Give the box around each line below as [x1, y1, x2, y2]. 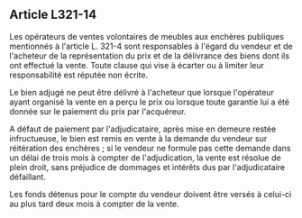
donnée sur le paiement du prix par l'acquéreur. [9, 105, 187, 116]
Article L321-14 [9, 7, 97, 23]
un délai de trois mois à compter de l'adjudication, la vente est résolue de [9, 152, 281, 163]
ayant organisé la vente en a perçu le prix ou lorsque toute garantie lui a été [9, 96, 290, 107]
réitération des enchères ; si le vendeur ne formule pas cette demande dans [9, 142, 291, 153]
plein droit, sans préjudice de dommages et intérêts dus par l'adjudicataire [9, 161, 286, 172]
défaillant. [9, 171, 47, 182]
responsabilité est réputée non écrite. [9, 69, 149, 80]
